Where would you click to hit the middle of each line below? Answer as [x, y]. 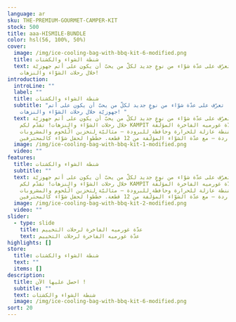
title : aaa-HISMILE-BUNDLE [47, 33]
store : [17, 249]
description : [26, 275]
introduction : [28, 79]
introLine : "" [34, 86]
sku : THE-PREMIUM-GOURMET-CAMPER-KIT [63, 20]
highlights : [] [29, 243]
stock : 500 [23, 27]
